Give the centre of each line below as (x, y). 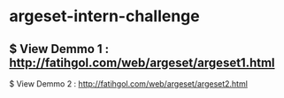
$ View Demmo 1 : (59, 49)
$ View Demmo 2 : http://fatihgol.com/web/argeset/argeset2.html (128, 84)
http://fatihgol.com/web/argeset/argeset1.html (142, 62)
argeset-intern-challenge (105, 16)
